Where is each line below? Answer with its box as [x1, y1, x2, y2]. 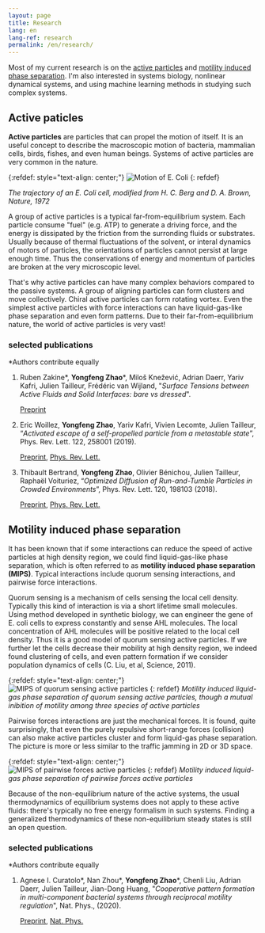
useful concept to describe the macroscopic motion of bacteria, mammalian [8, 140, 256, 150]
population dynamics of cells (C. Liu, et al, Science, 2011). [8, 661, 196, 670]
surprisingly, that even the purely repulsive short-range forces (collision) [8, 725, 244, 734]
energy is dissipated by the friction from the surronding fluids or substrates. [8, 228, 256, 238]
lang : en [8, 26, 37, 34]
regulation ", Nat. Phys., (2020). [19, 901, 122, 911]
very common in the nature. [8, 157, 99, 166]
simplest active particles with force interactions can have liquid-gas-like [8, 303, 243, 312]
